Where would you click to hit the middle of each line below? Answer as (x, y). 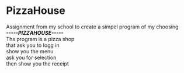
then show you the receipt (37, 63)
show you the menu (30, 51)
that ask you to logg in (33, 45)
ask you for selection (31, 57)
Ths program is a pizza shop (40, 39)
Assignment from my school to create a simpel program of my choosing (92, 27)
